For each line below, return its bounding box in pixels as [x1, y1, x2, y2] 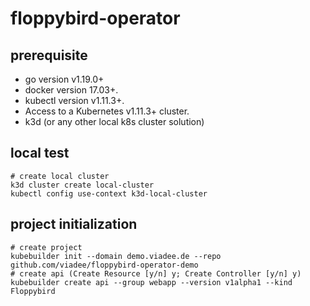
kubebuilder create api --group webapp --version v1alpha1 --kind [10, 277, 293, 287]
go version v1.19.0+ [24, 73, 105, 85]
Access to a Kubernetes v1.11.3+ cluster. [24, 105, 190, 117]
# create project [10, 242, 83, 252]
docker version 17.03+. [24, 84, 119, 96]
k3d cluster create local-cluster [10, 180, 155, 190]
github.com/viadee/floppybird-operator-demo [10, 260, 199, 270]
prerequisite [10, 47, 88, 64]
